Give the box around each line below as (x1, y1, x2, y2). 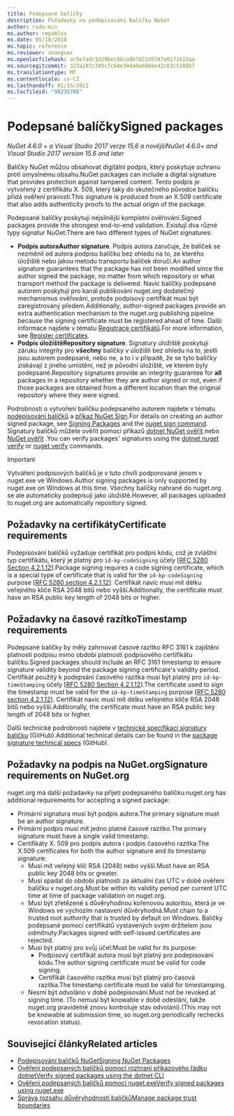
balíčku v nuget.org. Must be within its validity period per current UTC (27, 883, 228, 892)
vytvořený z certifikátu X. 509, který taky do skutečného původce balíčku (7, 185, 219, 193)
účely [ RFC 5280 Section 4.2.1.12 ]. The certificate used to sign (46, 680, 224, 689)
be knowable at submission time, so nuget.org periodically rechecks (27, 1010, 224, 1019)
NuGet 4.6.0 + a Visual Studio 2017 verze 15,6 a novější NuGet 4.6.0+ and (7, 142, 218, 151)
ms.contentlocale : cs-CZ (7, 75, 80, 83)
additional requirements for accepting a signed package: (7, 796, 170, 804)
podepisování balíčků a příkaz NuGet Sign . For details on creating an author (7, 412, 224, 420)
